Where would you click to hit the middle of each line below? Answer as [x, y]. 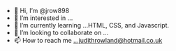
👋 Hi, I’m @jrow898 [42, 11]
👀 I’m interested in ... [43, 18]
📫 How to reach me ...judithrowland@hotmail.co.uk [88, 40]
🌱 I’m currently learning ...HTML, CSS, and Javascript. [91, 25]
